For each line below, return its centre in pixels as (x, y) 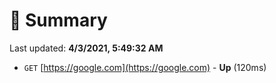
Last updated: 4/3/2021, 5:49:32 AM (86, 48)
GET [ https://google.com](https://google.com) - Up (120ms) (145, 67)
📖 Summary (58, 20)
